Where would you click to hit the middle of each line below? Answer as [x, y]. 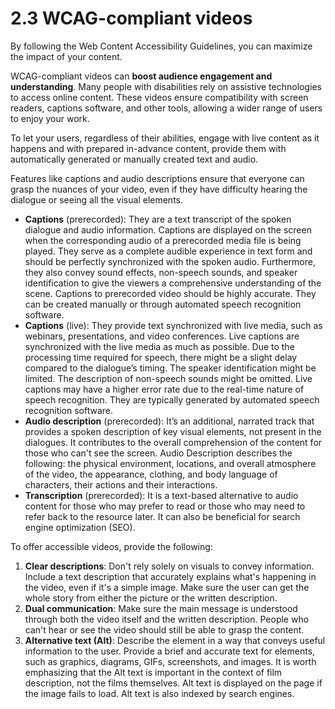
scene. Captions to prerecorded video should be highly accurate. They [170, 293]
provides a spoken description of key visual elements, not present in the [173, 431]
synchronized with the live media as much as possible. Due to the [159, 346]
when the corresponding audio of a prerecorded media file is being [163, 240]
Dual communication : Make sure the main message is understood [161, 608]
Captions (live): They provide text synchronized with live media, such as [173, 325]
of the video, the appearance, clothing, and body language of [151, 474]
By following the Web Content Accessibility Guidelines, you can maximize [161, 46]
